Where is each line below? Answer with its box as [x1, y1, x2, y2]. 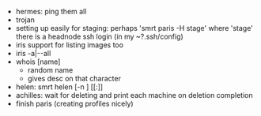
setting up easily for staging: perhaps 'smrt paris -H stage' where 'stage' [15, 24, 253, 32]
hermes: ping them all [15, 7, 87, 16]
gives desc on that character [27, 74, 121, 83]
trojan [15, 15, 36, 24]
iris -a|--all [15, 49, 51, 58]
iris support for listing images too [15, 40, 124, 50]
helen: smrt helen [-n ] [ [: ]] [15, 82, 104, 92]
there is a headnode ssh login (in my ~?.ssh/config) [15, 32, 183, 41]
